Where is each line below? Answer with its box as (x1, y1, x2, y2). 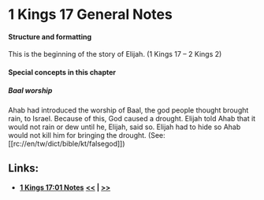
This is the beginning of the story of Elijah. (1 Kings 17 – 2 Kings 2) (8, 50, 222, 59)
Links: (8, 161, 39, 175)
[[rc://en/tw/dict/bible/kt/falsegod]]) (8, 139, 125, 148)
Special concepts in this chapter (8, 67, 117, 76)
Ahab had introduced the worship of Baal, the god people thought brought (8, 105, 249, 115)
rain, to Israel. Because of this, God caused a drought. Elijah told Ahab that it (8, 113, 256, 123)
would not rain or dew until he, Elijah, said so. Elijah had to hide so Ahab (8, 122, 241, 131)
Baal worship (8, 85, 53, 95)
